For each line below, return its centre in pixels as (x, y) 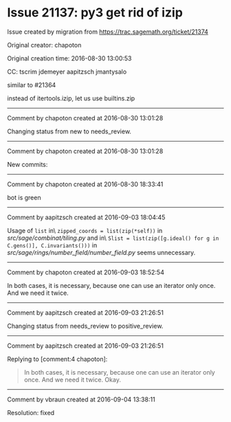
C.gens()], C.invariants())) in (52, 245)
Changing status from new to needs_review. (69, 131)
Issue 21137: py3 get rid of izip (95, 13)
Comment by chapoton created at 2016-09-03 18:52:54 (86, 272)
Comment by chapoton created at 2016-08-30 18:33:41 (85, 184)
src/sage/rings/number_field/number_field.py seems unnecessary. (101, 252)
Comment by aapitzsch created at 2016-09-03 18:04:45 (86, 217)
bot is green (24, 197)
